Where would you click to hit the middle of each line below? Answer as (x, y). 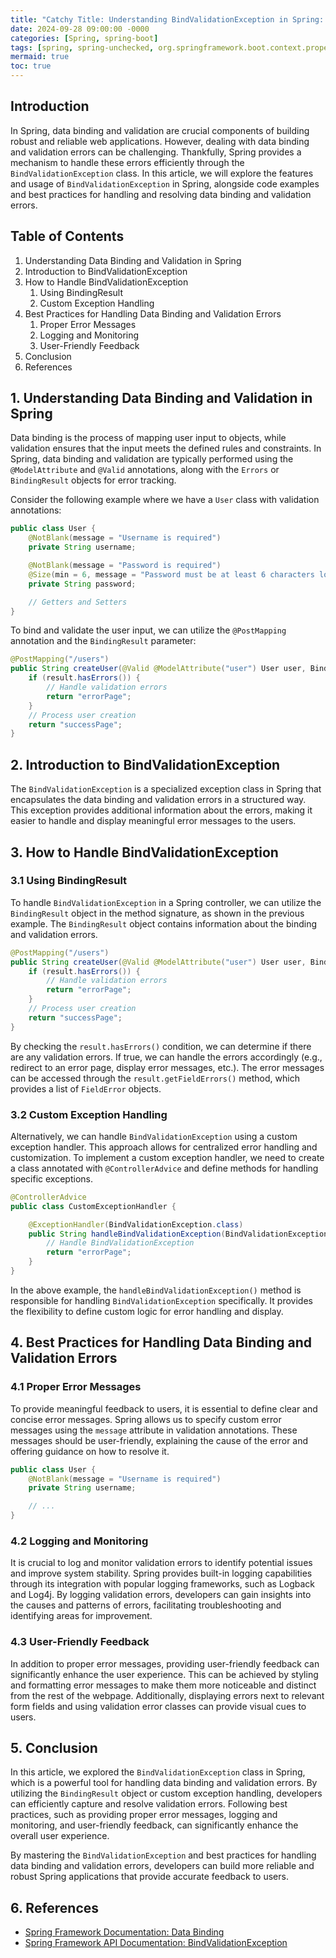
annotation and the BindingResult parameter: (103, 641)
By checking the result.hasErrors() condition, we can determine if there (161, 1046)
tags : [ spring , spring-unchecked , (82, 47)
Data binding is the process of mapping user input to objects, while (148, 438)
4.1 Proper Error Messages (76, 1387)
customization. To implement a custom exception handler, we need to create (167, 1157)
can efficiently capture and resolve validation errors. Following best (149, 1804)
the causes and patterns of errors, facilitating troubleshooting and (146, 1605)
